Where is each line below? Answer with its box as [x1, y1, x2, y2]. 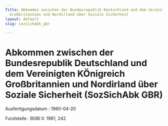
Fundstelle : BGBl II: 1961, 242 [5, 116, 66, 122]
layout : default [5, 16, 39, 21]
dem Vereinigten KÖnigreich [5, 68, 125, 80]
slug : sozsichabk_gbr [5, 21, 50, 26]
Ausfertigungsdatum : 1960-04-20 [5, 106, 76, 112]
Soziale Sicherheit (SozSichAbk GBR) [5, 89, 163, 101]
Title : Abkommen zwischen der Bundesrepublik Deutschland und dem [5, 7, 146, 12]
